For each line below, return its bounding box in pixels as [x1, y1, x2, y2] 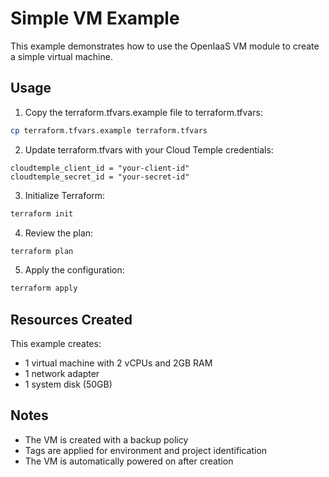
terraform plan [10, 246, 74, 256]
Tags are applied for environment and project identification [24, 444, 268, 456]
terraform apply [10, 283, 78, 294]
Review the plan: [24, 227, 94, 239]
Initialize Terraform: [24, 189, 106, 201]
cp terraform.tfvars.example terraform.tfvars [10, 125, 208, 136]
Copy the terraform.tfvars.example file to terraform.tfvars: [24, 106, 263, 118]
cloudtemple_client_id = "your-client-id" [10, 163, 190, 173]
